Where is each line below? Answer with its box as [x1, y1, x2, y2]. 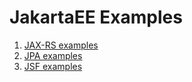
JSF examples [23, 60, 83, 72]
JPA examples [23, 49, 83, 61]
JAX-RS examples [23, 39, 99, 51]
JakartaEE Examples [9, 6, 183, 29]
